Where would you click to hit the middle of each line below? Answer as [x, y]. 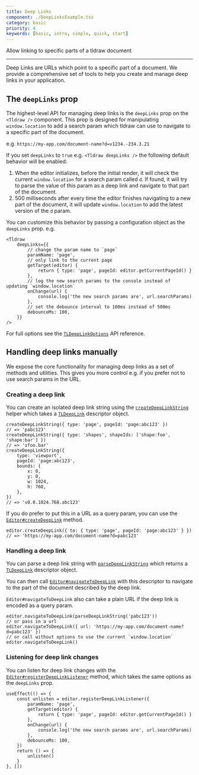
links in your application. [36, 80]
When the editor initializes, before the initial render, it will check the [97, 173]
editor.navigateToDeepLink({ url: [49, 627]
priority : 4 [21, 28]
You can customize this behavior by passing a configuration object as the [96, 222]
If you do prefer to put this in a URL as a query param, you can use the [92, 513]
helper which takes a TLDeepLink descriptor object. [68, 414]
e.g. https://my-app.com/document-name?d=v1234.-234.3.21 [78, 144]
